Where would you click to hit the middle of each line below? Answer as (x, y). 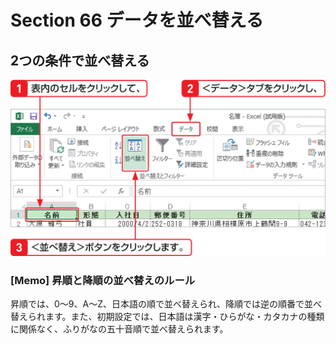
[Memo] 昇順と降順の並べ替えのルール (103, 280)
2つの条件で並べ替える (80, 60)
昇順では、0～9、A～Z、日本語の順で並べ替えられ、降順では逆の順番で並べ (166, 304)
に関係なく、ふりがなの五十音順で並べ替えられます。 (119, 329)
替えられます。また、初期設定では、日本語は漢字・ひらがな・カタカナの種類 (167, 317)
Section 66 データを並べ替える (137, 20)
